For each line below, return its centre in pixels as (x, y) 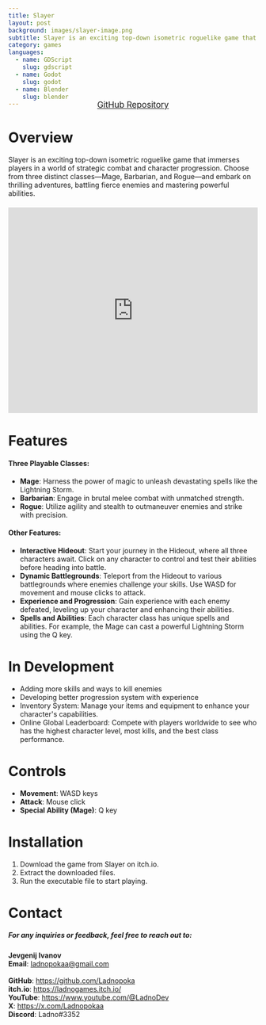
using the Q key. (46, 634)
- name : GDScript (44, 60)
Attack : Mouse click (52, 801)
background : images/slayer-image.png (70, 30)
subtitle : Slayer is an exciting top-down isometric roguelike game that (133, 38)
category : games (35, 45)
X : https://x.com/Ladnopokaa (56, 1006)
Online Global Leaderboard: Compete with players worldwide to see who (138, 722)
